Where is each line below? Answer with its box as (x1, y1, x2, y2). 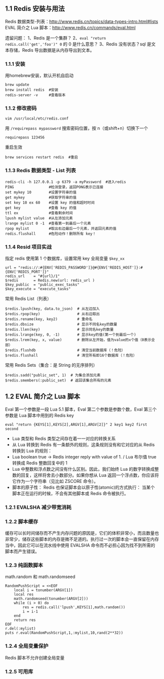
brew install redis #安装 (5, 87, 59, 93)
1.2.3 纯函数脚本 (5, 561, 43, 568)
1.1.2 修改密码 (5, 105, 37, 112)
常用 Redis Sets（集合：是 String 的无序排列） (5, 362, 98, 368)
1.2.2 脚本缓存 (5, 518, 38, 525)
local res (14, 592, 34, 597)
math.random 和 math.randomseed (5, 574, 76, 579)
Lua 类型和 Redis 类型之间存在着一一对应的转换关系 (12, 436, 116, 441)
